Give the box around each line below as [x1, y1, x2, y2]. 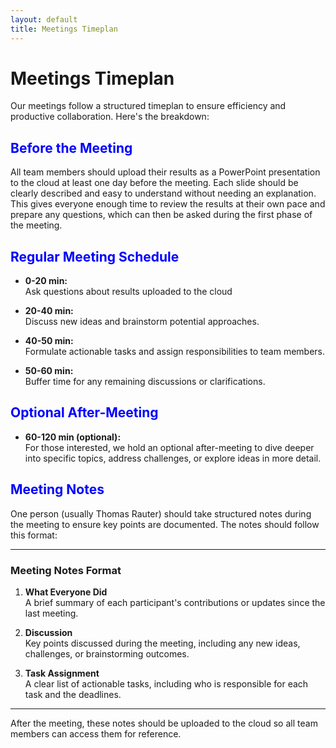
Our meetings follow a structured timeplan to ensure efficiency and [10, 100, 287, 112]
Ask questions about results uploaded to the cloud [24, 286, 233, 298]
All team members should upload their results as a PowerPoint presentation [10, 166, 321, 178]
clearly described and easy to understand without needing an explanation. [10, 187, 317, 200]
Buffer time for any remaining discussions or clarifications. [24, 376, 266, 388]
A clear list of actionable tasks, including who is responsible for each [24, 677, 309, 690]
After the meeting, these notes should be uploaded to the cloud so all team [10, 717, 318, 729]
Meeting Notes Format [10, 563, 122, 577]
